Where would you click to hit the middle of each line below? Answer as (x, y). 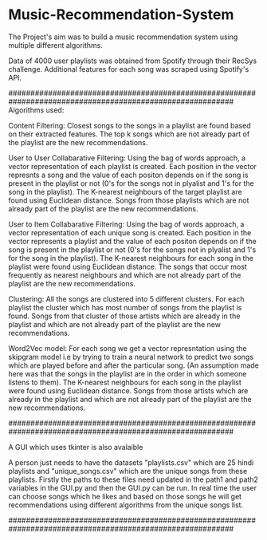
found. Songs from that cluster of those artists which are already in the (124, 316)
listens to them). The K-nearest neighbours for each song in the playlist (125, 382)
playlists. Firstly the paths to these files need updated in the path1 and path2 (133, 479)
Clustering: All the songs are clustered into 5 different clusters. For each (126, 299)
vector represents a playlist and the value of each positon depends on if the (132, 241)
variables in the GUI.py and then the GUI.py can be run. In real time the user (133, 487)
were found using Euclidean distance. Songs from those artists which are (128, 390)
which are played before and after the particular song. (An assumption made (133, 365)
